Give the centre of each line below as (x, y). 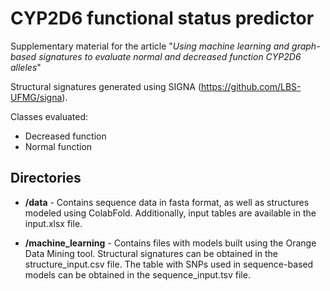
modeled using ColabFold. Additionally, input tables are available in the (170, 213)
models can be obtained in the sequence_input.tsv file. (137, 274)
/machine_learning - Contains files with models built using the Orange (170, 243)
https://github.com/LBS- (251, 86)
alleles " (26, 67)
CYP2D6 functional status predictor (162, 18)
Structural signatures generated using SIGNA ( (106, 86)
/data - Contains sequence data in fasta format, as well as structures (167, 202)
